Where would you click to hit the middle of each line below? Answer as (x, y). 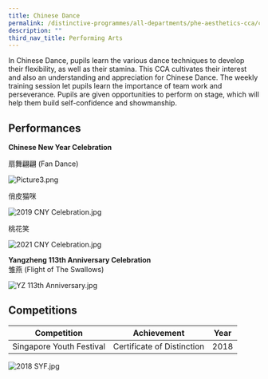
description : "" (35, 30)
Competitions (43, 311)
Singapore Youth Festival (59, 346)
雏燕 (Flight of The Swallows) (56, 270)
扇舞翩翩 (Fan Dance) (43, 164)
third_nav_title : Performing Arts (66, 38)
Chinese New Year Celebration (60, 148)
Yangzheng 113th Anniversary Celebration (80, 260)
